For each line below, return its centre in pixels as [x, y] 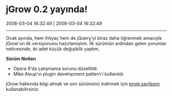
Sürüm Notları [21, 58]
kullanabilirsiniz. [23, 89]
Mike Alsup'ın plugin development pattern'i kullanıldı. [69, 74]
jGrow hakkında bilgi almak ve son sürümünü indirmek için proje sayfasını [83, 84]
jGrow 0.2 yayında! [47, 9]
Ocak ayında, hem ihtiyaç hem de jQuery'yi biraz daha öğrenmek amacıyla [84, 38]
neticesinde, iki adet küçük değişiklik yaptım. [53, 49]
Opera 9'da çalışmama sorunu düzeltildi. [56, 68]
